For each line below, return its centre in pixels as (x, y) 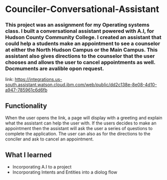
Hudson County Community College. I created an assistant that (83, 37)
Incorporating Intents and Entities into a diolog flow (65, 172)
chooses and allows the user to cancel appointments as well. (80, 62)
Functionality (26, 106)
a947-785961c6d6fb (26, 90)
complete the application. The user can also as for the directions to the (78, 134)
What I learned (28, 155)
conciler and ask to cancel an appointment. (49, 139)
